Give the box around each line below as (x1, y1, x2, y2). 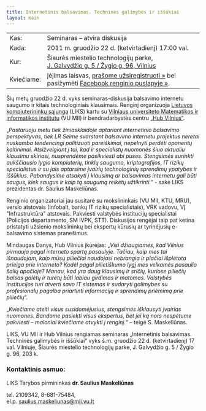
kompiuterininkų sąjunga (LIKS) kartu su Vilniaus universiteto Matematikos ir (6, 108, 199, 115)
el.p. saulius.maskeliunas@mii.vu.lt (6, 397, 94, 405)
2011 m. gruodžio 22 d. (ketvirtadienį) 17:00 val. (47, 44, 189, 52)
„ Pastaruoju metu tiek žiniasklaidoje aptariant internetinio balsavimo (6, 126, 180, 133)
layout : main (6, 15, 40, 21)
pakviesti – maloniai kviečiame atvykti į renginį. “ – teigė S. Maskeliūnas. (6, 318, 188, 326)
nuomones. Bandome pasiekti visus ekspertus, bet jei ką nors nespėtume (6, 311, 192, 319)
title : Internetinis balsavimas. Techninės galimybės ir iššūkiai (6, 9, 180, 15)
